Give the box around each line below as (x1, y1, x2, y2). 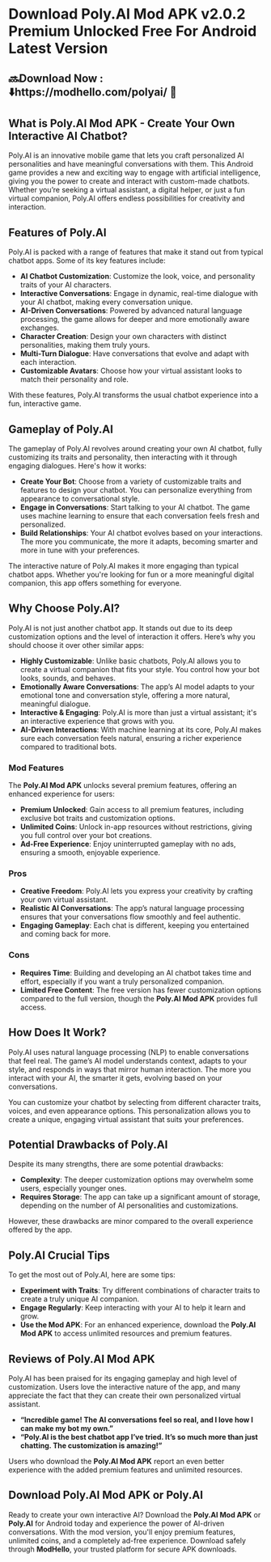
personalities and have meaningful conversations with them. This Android (8, 159, 253, 169)
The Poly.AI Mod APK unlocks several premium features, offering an (8, 781, 237, 790)
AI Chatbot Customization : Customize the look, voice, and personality (19, 272, 256, 281)
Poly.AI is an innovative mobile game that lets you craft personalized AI (8, 150, 244, 160)
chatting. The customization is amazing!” (19, 1441, 163, 1450)
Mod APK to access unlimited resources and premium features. (19, 1328, 232, 1339)
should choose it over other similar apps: (8, 640, 144, 650)
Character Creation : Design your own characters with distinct (19, 332, 227, 341)
